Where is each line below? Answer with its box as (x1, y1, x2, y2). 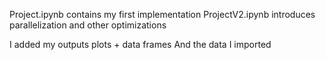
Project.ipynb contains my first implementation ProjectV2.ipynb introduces (9, 9, 316, 20)
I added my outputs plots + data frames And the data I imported (9, 39, 272, 50)
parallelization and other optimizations (9, 19, 167, 31)
